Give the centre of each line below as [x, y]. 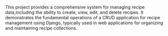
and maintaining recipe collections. [41, 28]
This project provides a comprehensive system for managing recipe [75, 7]
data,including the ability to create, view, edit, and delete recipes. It [74, 12]
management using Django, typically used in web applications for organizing [84, 23]
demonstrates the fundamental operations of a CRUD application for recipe [83, 18]
